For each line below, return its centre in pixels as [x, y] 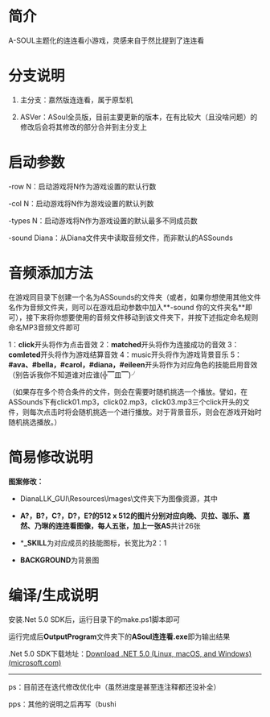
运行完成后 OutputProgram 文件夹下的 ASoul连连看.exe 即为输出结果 [119, 636]
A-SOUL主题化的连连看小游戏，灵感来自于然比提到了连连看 [106, 40]
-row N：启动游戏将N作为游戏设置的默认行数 [82, 186]
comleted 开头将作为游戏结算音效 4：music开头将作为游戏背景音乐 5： [125, 354]
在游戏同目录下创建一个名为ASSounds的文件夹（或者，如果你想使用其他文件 [135, 297]
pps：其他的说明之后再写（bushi [62, 704]
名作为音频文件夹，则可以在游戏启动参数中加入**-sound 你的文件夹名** [127, 307]
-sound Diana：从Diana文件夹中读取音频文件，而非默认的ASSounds [121, 238]
